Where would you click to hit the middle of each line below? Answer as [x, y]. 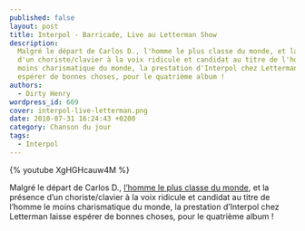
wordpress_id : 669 [44, 102]
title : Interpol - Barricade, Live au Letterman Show [113, 34]
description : [34, 43]
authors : [26, 85]
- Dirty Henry [44, 93]
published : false [42, 18]
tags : [20, 136]
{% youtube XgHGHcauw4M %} [69, 169]
